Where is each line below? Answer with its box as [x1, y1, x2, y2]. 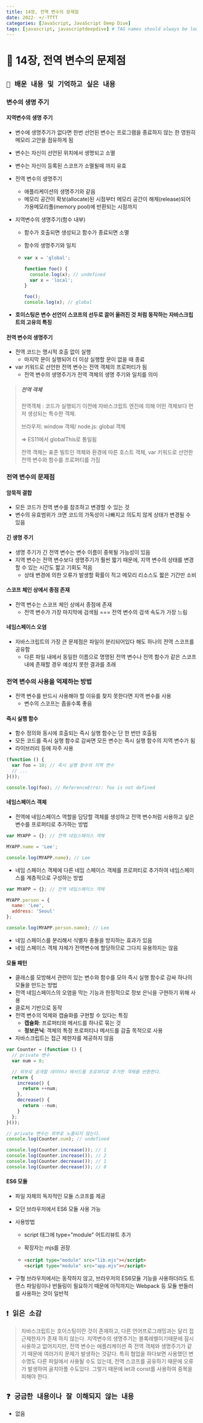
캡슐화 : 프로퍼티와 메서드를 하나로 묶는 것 [24, 1019, 121, 1026]
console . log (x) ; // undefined [29, 271, 106, 278]
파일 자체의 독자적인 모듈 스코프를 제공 [14, 1192, 106, 1199]
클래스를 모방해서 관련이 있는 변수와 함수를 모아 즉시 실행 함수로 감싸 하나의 [14, 974, 193, 981]
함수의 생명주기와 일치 [24, 241, 77, 249]
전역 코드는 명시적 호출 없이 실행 [14, 348, 91, 355]
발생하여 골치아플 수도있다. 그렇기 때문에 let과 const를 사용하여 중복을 [27, 1365, 193, 1372]
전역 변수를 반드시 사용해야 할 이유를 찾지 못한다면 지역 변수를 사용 [14, 692, 172, 700]
